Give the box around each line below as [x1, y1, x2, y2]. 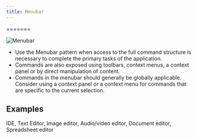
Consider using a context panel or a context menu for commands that [14, 80, 187, 87]
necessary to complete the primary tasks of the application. [14, 55, 163, 62]
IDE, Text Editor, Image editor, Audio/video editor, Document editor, [6, 120, 172, 127]
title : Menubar [6, 8, 44, 15]
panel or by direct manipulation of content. [14, 67, 120, 75]
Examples [6, 104, 44, 114]
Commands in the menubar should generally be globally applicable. [14, 74, 181, 81]
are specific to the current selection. [14, 86, 105, 93]
